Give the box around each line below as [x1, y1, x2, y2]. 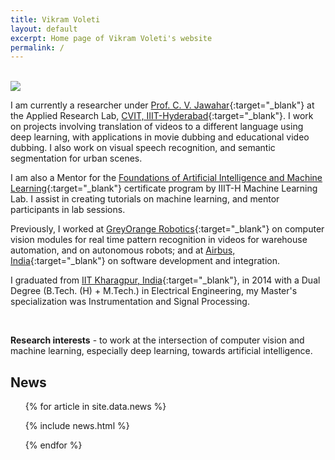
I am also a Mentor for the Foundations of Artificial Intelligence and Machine [10, 172, 323, 184]
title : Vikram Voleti [10, 14, 101, 25]
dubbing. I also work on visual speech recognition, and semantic [10, 142, 276, 154]
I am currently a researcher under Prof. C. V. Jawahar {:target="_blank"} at [10, 99, 315, 111]
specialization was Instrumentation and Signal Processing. [10, 296, 250, 308]
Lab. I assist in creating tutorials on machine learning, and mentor [10, 193, 280, 205]
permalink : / [10, 42, 65, 53]
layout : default [10, 24, 78, 34]
